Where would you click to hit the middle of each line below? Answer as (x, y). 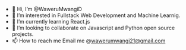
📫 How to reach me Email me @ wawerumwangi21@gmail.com (89, 41)
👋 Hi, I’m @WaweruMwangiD (47, 9)
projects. (23, 34)
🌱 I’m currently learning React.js (51, 21)
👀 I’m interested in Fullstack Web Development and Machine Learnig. (96, 15)
